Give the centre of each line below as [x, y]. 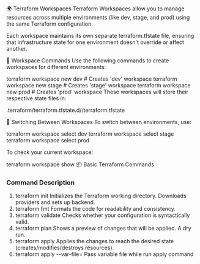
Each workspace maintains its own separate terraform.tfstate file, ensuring [100, 36]
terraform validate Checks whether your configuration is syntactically [102, 215]
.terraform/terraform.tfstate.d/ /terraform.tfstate [66, 110]
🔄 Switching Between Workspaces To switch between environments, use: [99, 122]
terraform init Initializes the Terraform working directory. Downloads [101, 196]
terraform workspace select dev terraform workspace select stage [90, 134]
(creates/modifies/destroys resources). [65, 248]
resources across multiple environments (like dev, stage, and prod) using [98, 17]
